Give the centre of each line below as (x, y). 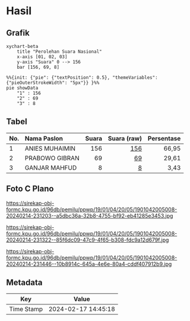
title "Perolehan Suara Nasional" (59, 52)
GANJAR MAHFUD (51, 167)
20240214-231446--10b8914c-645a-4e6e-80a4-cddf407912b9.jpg (89, 264)
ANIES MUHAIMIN (50, 148)
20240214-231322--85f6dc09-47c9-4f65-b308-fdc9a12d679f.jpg (88, 240)
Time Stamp (26, 309)
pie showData (22, 88)
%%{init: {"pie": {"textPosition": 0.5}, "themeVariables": (82, 78)
